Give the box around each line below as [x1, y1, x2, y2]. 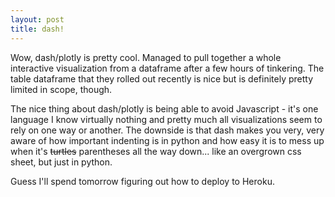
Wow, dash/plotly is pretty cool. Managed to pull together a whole [10, 51, 282, 63]
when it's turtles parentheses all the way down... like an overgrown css [10, 145, 302, 157]
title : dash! [10, 24, 65, 34]
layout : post [10, 14, 65, 25]
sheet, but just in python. [10, 156, 113, 168]
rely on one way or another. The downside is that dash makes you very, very [10, 124, 325, 136]
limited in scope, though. [10, 83, 113, 95]
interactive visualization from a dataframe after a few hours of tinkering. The [10, 62, 325, 74]
